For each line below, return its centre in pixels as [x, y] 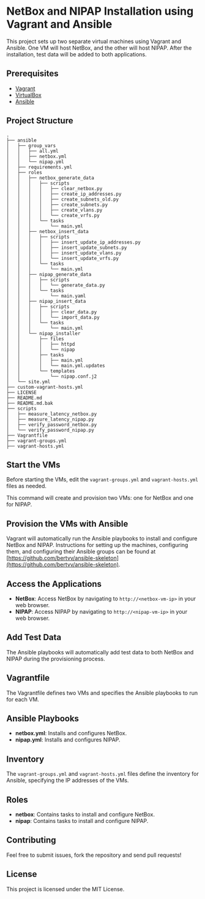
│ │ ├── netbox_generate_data [50, 178]
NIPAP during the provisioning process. [56, 659]
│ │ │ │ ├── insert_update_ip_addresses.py [73, 242]
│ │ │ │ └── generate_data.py [56, 285]
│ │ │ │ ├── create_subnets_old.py [63, 199]
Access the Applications [54, 584]
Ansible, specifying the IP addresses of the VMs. [68, 781]
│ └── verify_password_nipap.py [50, 430]
